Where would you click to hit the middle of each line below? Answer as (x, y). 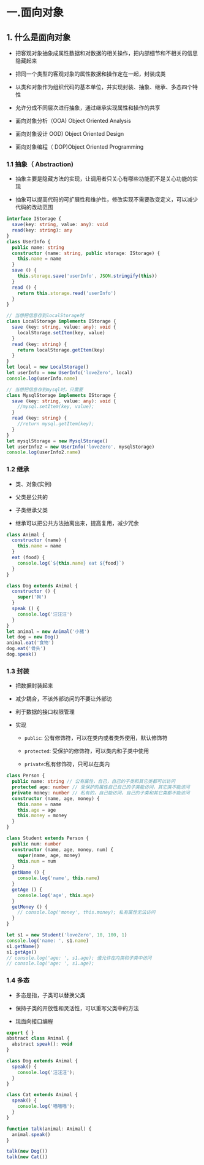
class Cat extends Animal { (42, 1095)
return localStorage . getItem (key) (61, 350)
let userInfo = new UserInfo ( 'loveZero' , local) (70, 373)
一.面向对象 (35, 13)
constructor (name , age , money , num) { (63, 849)
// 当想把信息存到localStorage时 (45, 316)
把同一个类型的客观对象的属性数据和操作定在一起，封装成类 (90, 74)
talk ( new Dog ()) (27, 1151)
